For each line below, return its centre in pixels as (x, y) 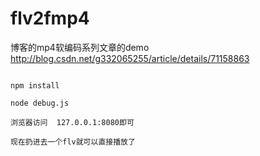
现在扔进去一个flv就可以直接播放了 (73, 142)
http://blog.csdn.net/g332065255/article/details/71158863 (130, 58)
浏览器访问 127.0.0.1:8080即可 (72, 122)
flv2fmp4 (50, 18)
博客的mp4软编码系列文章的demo (80, 47)
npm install (35, 85)
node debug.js (40, 103)
